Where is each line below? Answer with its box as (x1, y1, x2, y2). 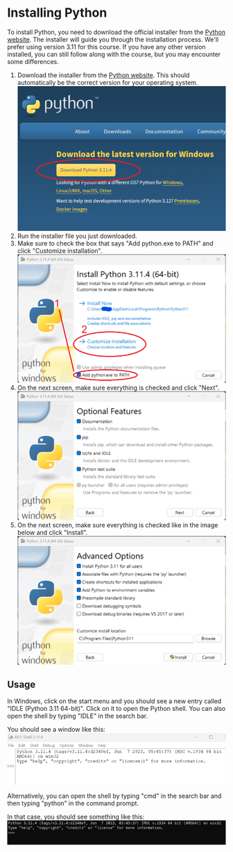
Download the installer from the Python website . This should (17, 71, 190, 79)
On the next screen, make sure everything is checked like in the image (17, 521, 218, 529)
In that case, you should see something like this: (7, 812, 144, 821)
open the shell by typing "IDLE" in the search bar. (7, 712, 148, 720)
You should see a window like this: (7, 725, 105, 733)
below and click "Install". (17, 529, 88, 537)
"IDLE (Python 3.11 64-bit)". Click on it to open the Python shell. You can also (7, 704, 226, 712)
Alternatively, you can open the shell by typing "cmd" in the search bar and (7, 791, 222, 800)
